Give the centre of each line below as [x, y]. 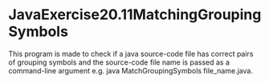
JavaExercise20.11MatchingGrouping [135, 15]
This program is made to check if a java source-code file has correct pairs [131, 53]
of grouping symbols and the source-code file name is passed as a [119, 62]
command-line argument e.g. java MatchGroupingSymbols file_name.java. [130, 70]
